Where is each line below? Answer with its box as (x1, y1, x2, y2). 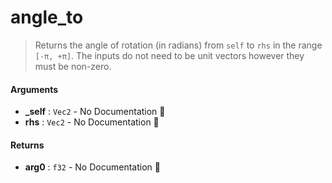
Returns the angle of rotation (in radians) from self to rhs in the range (34, 39, 323, 51)
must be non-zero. (34, 60, 112, 72)
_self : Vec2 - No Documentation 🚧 (24, 106, 166, 118)
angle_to (10, 6, 84, 29)
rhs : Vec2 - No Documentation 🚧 (24, 116, 160, 128)
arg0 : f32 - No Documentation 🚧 (24, 161, 161, 173)
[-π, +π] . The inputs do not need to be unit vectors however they (34, 49, 305, 61)
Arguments (10, 83, 59, 95)
